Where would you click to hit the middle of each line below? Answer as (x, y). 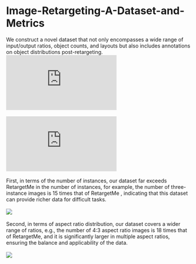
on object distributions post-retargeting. (54, 52)
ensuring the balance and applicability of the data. (67, 242)
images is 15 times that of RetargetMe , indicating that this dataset (108, 193)
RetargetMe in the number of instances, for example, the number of (88, 187)
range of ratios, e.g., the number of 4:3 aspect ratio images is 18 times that (97, 230)
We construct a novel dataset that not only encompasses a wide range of (95, 39)
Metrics (26, 23)
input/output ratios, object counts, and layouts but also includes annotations (98, 46)
